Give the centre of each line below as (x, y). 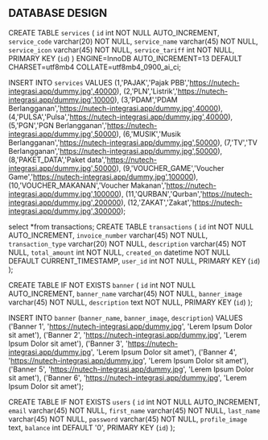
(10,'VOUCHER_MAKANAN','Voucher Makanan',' (87, 185)
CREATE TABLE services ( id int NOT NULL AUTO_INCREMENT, (114, 32)
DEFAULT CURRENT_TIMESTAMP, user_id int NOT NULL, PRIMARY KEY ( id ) (134, 260)
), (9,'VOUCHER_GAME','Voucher (170, 168)
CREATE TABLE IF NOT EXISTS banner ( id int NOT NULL (102, 284)
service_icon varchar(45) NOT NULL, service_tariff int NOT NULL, (122, 50)
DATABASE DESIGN (58, 13)
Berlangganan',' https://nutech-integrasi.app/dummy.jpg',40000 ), (115, 108)
